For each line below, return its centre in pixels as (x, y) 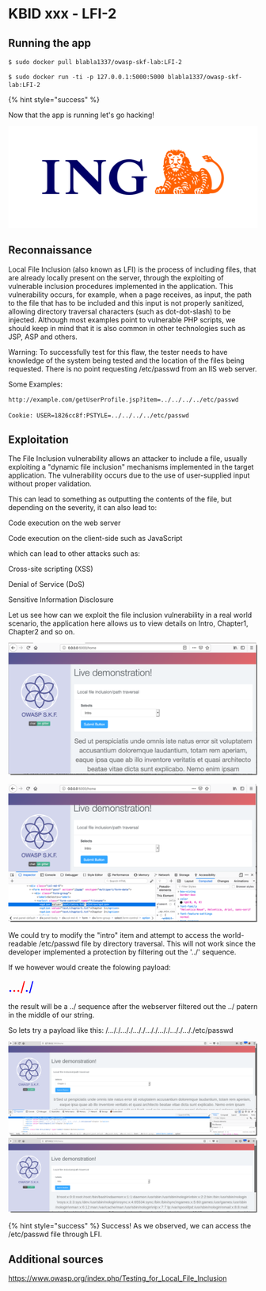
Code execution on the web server (65, 523)
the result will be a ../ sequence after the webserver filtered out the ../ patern (133, 1007)
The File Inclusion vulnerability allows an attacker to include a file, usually (128, 459)
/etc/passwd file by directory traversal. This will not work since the (147, 944)
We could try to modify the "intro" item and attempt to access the (115, 935)
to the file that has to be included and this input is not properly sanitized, (126, 303)
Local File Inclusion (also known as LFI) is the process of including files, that (132, 269)
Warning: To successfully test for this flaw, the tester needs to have (118, 352)
